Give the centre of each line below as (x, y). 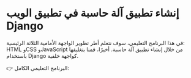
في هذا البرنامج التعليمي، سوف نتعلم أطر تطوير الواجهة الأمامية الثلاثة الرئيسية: (95, 43)
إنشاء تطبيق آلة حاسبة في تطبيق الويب (93, 13)
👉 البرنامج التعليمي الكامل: (38, 68)
